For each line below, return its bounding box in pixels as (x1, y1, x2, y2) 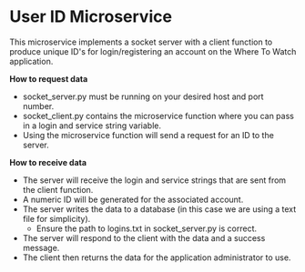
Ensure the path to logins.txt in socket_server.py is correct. (36, 223, 258, 234)
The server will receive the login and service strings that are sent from (22, 175, 287, 186)
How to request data (9, 73, 88, 84)
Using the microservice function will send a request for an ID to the (22, 129, 275, 140)
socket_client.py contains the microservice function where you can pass (22, 110, 294, 121)
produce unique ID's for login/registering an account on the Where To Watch (9, 45, 297, 56)
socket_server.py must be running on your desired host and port (22, 91, 264, 102)
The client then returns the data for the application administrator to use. (22, 252, 291, 263)
